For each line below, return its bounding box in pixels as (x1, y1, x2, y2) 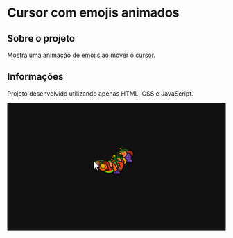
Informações (7, 71, 64, 83)
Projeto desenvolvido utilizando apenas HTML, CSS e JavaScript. (7, 89, 193, 98)
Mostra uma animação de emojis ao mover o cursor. (7, 51, 156, 59)
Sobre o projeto (7, 33, 75, 44)
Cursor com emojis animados (7, 5, 180, 21)
